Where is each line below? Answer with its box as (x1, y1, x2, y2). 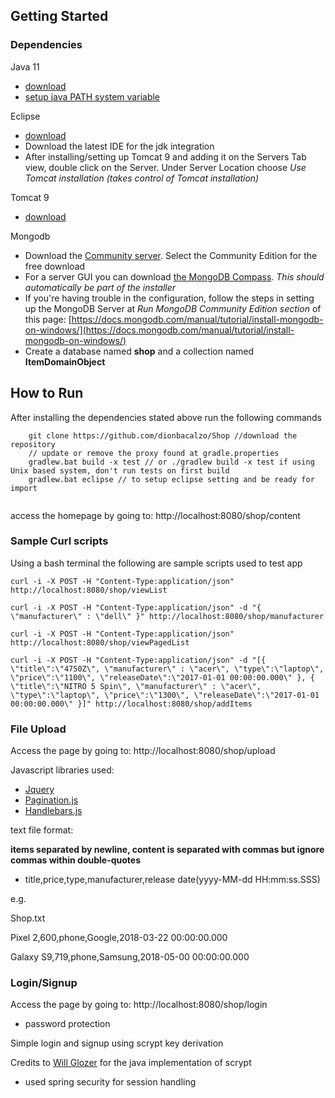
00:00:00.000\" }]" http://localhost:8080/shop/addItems (10, 699, 253, 709)
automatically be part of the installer (24, 281, 177, 293)
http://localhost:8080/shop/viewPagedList (10, 637, 190, 648)
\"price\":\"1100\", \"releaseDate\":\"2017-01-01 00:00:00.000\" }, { (10, 672, 315, 683)
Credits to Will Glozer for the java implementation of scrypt (10, 1057, 252, 1069)
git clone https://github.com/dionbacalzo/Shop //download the (28, 430, 298, 441)
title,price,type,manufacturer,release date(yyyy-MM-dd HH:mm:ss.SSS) (24, 874, 321, 886)
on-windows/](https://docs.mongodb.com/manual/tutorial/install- (24, 324, 295, 336)
